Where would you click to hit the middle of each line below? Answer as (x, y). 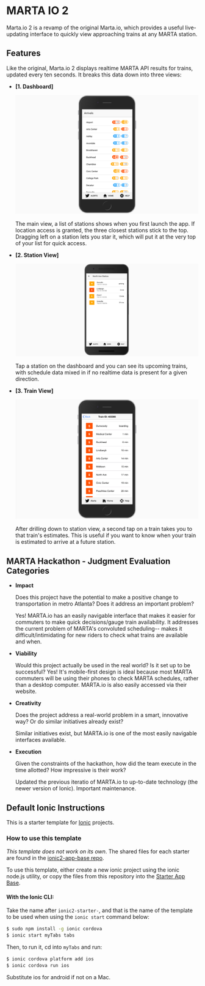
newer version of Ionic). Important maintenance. (75, 788)
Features (23, 54)
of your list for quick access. (51, 243)
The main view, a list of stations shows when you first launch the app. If (105, 224)
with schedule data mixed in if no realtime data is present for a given (101, 372)
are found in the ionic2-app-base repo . (55, 858)
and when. (28, 642)
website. (26, 691)
